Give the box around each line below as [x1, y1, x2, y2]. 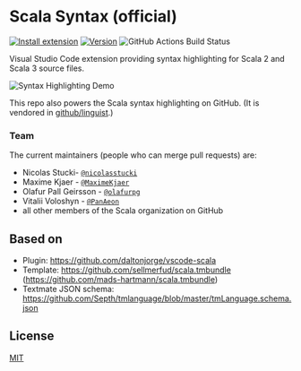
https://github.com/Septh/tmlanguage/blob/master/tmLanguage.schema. [21, 293, 292, 304]
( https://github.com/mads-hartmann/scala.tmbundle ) [21, 274, 219, 285]
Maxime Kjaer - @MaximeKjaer [21, 177, 130, 187]
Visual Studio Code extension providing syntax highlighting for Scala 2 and [9, 53, 285, 64]
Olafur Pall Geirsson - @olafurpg [21, 186, 141, 197]
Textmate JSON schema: [21, 284, 115, 295]
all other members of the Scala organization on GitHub [21, 205, 224, 216]
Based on [9, 231, 63, 246]
